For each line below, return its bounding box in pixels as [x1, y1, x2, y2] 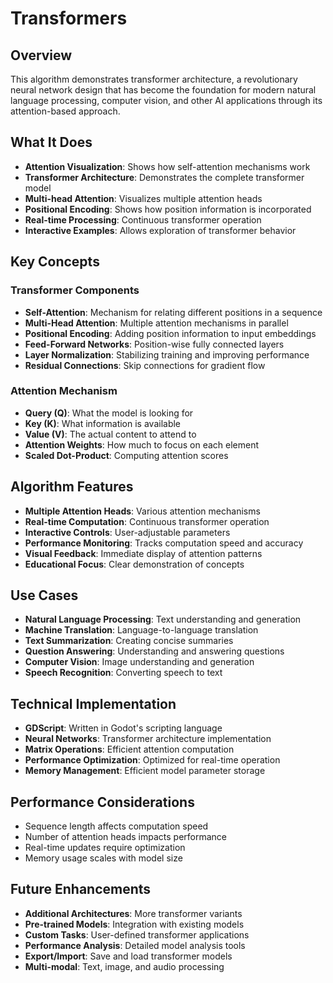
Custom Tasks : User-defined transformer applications [24, 928, 250, 941]
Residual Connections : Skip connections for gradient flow [24, 359, 266, 371]
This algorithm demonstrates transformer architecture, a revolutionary [10, 73, 298, 85]
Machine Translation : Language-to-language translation [24, 624, 259, 636]
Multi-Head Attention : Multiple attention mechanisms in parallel [24, 317, 289, 329]
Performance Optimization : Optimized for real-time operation [24, 754, 281, 766]
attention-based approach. [10, 105, 121, 117]
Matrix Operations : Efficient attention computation [24, 743, 235, 756]
